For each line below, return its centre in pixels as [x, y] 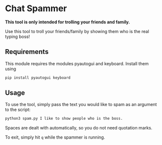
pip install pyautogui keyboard [38, 78]
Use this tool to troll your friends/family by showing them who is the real [77, 31]
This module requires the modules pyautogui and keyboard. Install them [77, 63]
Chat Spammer [36, 9]
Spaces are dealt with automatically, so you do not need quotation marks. [79, 128]
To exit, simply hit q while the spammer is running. [55, 137]
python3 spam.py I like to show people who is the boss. [64, 119]
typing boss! [18, 36]
